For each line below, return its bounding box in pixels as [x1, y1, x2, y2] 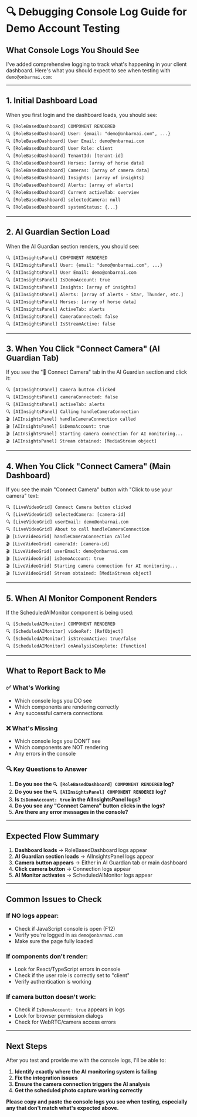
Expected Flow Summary [6, 831, 100, 841]
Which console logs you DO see [14, 697, 92, 704]
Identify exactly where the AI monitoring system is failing [14, 1068, 157, 1075]
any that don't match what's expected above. [6, 1105, 119, 1112]
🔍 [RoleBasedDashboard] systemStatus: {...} [6, 204, 118, 210]
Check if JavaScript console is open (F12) [14, 925, 116, 932]
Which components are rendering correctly [14, 703, 119, 710]
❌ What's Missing [6, 724, 58, 732]
